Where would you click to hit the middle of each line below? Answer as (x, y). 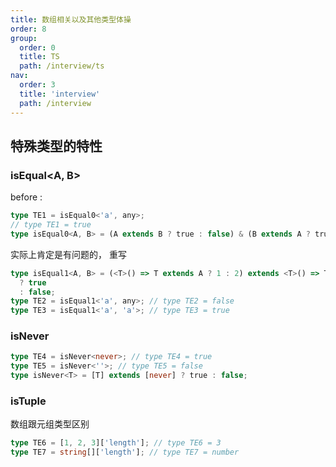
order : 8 (28, 29)
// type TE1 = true (51, 225)
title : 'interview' (60, 94)
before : (26, 197)
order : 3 (37, 85)
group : (24, 38)
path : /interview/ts (62, 66)
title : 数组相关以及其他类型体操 (71, 19)
